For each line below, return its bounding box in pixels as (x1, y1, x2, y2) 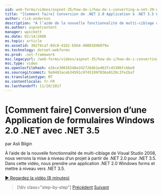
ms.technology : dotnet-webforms (5, 47, 70, 52)
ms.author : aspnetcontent (5, 25, 57, 30)
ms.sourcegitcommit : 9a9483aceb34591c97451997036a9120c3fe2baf (5, 70, 135, 75)
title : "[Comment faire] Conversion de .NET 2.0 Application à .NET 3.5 (5, 12, 154, 16)
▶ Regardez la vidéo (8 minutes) (5, 175, 70, 181)
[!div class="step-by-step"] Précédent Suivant (16, 184, 109, 190)
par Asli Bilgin (5, 141, 32, 147)
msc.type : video (5, 61, 38, 66)
